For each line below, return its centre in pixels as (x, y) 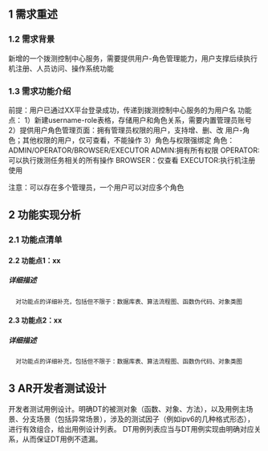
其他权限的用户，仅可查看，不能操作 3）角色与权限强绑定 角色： (128, 140)
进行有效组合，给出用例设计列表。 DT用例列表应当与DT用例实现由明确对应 (131, 429)
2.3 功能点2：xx (35, 320)
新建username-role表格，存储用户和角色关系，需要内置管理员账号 (143, 120)
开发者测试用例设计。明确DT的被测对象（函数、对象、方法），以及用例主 (127, 409)
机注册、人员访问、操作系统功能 (61, 68)
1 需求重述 (33, 14)
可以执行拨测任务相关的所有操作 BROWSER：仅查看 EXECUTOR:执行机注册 (132, 160)
